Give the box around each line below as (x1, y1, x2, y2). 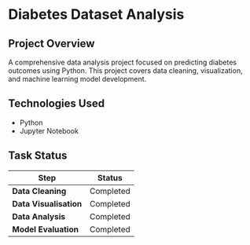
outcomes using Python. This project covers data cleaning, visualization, (8, 66, 243, 75)
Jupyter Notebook (19, 126, 79, 135)
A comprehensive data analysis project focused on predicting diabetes (8, 57, 237, 67)
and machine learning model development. (8, 75, 147, 83)
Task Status (8, 149, 68, 163)
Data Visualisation (12, 198, 83, 209)
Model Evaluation (12, 224, 79, 235)
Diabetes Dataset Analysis (8, 5, 185, 24)
